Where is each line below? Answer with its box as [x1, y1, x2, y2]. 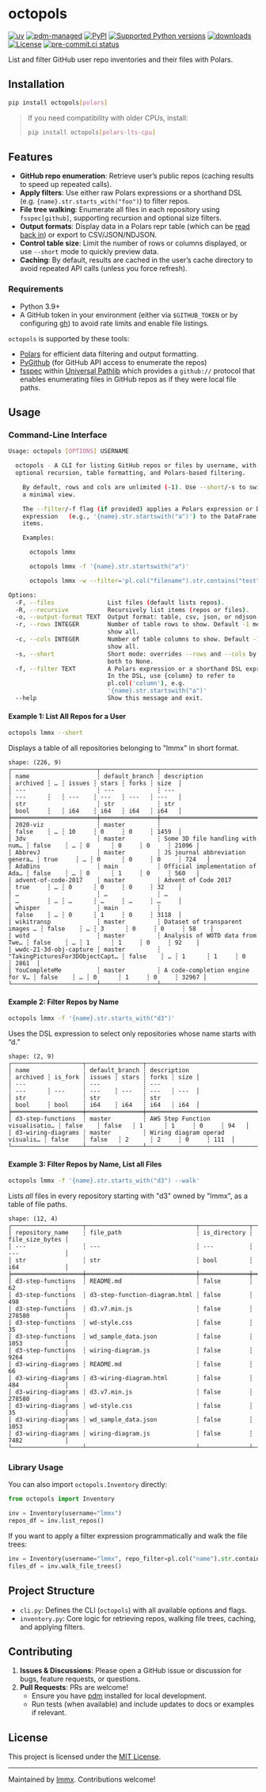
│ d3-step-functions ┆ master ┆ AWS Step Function [8, 1115, 211, 1123]
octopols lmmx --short [8, 729, 83, 737]
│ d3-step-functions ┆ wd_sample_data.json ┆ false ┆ [8, 1333, 253, 1341]
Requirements [8, 283, 64, 295]
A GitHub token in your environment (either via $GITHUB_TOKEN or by [19, 310, 238, 319]
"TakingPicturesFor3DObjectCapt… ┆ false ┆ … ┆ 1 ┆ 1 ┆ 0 [8, 953, 246, 961]
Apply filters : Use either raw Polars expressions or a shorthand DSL [19, 188, 243, 198]
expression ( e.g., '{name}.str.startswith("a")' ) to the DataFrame [22, 512, 257, 520]
